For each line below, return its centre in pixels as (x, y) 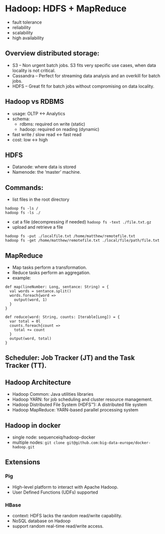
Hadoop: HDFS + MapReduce (66, 9)
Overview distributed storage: (52, 53)
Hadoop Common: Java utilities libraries (53, 394)
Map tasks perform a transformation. (49, 267)
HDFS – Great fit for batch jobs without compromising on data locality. (83, 86)
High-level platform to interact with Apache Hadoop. (65, 487)
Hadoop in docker (33, 425)
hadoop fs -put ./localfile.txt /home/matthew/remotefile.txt (70, 236)
